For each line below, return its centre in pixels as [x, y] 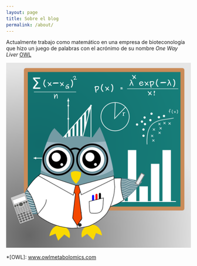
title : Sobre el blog [33, 18]
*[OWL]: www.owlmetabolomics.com [51, 257]
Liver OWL [19, 55]
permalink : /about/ [30, 25]
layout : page [22, 12]
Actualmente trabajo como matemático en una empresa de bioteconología [96, 42]
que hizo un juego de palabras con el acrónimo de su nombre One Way [92, 48]
